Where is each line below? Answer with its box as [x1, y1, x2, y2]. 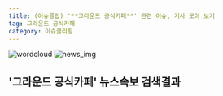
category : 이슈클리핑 [8, 27, 73, 35]
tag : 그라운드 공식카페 [8, 20, 76, 28]
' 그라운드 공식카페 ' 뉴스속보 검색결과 [8, 75, 181, 89]
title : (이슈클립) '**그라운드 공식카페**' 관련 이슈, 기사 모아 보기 [8, 11, 216, 20]
